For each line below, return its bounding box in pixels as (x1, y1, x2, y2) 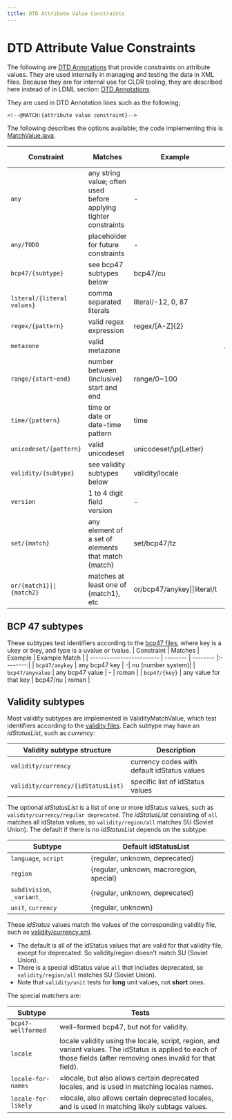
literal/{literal (10, 294, 68, 302)
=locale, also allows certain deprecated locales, (59, 1093, 214, 1103)
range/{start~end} (10, 374, 71, 383)
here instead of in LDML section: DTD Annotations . (7, 84, 152, 93)
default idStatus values (130, 766, 205, 775)
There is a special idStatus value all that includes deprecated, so (17, 964, 204, 972)
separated (88, 297, 122, 307)
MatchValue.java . (7, 131, 56, 139)
